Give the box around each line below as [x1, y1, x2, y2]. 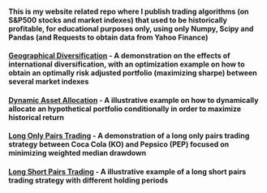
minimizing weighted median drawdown [8, 148, 147, 158]
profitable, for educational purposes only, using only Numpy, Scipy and [8, 24, 254, 33]
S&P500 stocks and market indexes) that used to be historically [8, 15, 227, 24]
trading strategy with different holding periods [8, 175, 169, 185]
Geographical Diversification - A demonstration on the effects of [8, 51, 230, 61]
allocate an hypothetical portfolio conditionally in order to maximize [8, 104, 242, 114]
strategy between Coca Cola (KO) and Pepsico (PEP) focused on [8, 139, 230, 149]
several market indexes [8, 77, 89, 87]
